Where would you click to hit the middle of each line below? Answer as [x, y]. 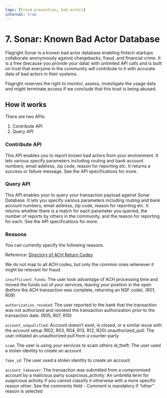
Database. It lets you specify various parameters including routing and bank [83, 200]
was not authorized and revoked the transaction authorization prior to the [80, 310]
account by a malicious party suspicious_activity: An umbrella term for [77, 375]
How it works [26, 104]
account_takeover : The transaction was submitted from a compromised [78, 370]
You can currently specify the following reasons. [55, 245]
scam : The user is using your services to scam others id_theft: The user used [83, 345]
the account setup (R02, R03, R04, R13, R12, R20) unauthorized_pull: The [80, 331]
